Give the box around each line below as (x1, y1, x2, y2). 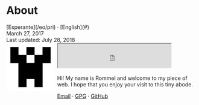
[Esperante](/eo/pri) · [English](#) (6, 23, 89, 31)
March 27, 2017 (6, 29, 44, 37)
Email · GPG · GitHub (57, 92, 109, 100)
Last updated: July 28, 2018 (6, 36, 75, 43)
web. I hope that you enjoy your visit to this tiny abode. (57, 80, 193, 88)
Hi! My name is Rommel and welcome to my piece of (57, 74, 188, 82)
